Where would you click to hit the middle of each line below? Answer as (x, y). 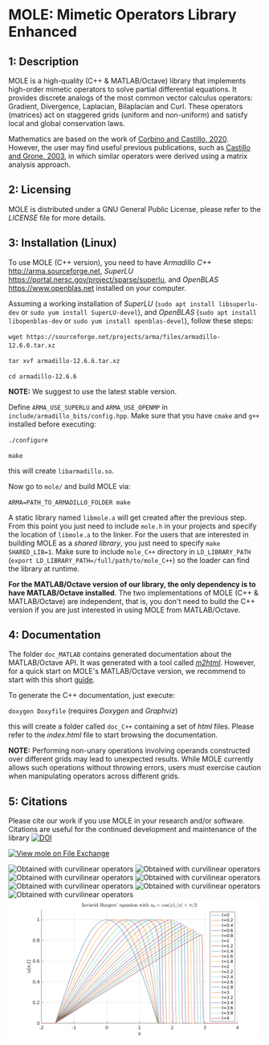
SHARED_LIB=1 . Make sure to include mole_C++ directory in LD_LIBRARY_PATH (130, 551)
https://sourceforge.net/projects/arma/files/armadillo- (123, 337)
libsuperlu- (238, 304)
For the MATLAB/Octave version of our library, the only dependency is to (132, 584)
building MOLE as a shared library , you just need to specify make (114, 543)
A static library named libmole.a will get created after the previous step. (128, 517)
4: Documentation (55, 635)
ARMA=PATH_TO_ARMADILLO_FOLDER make (69, 502)
